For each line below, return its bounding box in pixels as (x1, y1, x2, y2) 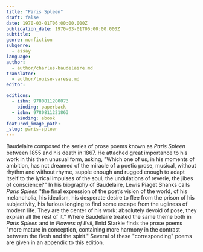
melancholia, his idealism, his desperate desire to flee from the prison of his (6, 194, 195, 201)
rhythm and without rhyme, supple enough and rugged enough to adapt (6, 168, 185, 175)
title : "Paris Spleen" (6, 8, 63, 15)
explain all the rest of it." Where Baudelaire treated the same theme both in (6, 213, 192, 221)
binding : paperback (17, 104, 66, 110)
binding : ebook (17, 115, 56, 121)
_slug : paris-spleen (6, 126, 59, 133)
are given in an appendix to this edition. (6, 239, 105, 246)
